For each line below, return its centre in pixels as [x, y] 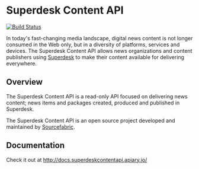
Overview [25, 82]
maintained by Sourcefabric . [41, 127]
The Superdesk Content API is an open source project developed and [91, 120]
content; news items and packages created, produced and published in [93, 103]
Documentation [36, 146]
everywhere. [22, 63]
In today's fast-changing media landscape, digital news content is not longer [99, 38]
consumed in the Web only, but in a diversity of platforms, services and [93, 44]
